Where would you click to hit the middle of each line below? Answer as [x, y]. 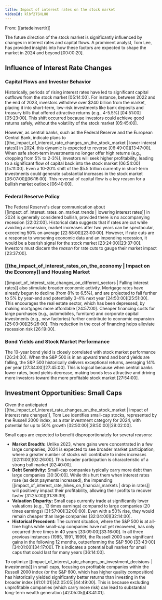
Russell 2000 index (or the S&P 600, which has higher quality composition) [79, 572]
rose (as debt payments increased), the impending [62, 480]
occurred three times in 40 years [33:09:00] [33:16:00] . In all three [78, 532]
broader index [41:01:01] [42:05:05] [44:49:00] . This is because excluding [77, 582]
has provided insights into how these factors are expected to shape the [76, 47]
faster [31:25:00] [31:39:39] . [39, 495]
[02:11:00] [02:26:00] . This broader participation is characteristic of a [80, 459]
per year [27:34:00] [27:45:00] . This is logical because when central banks [79, 368]
